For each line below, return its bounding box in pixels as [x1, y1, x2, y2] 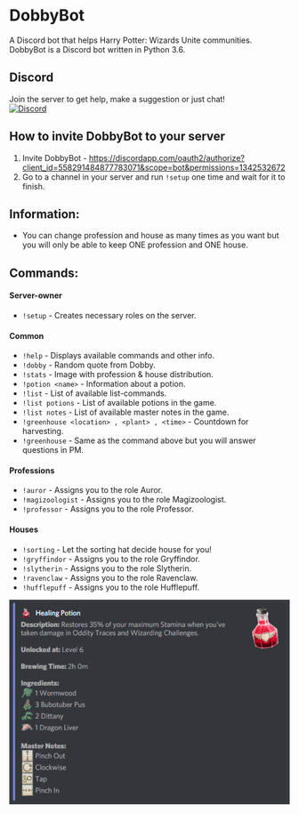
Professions [9, 464, 55, 476]
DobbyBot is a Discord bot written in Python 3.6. [9, 44, 186, 54]
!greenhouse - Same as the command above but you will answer [21, 435, 256, 446]
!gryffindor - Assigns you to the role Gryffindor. [21, 553, 200, 564]
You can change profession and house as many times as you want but [21, 230, 279, 241]
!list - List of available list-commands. [21, 388, 167, 399]
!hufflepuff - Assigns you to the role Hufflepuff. [21, 582, 200, 592]
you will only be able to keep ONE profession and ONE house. [21, 239, 249, 250]
